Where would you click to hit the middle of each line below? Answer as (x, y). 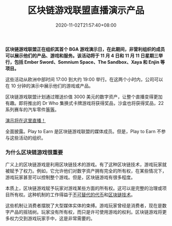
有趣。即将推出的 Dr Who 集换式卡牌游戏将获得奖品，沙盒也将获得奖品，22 (84, 103)
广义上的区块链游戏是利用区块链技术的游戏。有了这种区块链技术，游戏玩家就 (86, 164)
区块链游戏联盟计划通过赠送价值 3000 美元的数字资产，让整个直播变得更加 (84, 97)
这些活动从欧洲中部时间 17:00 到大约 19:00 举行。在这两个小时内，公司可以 (84, 79)
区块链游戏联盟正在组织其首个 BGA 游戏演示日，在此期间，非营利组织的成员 (85, 49)
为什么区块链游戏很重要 (34, 152)
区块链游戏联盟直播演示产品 (86, 11)
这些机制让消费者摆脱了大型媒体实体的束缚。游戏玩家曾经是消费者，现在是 (84, 205)
